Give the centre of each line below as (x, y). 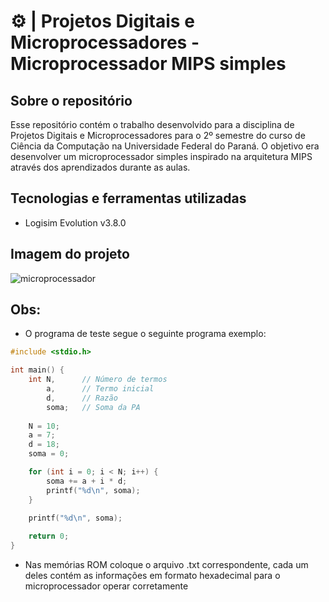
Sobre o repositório (71, 100)
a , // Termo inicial (100, 389)
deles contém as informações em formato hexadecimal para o (152, 576)
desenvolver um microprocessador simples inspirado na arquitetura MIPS (161, 156)
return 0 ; (49, 536)
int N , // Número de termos (98, 380)
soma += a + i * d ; (87, 481)
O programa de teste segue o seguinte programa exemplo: (145, 334)
